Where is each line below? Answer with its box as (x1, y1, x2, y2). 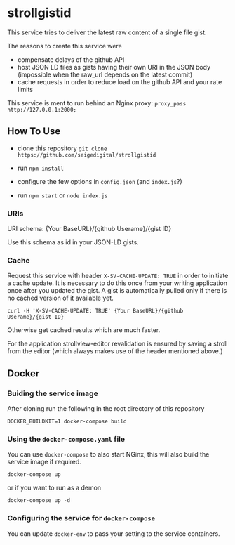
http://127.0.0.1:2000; (7, 106, 77, 113)
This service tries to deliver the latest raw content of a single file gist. (7, 28, 207, 37)
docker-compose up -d (7, 497, 71, 504)
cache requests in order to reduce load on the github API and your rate (17, 77, 222, 86)
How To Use (7, 125, 61, 138)
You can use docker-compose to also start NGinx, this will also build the (7, 450, 210, 459)
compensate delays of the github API (17, 55, 125, 64)
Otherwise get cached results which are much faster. (7, 326, 161, 334)
